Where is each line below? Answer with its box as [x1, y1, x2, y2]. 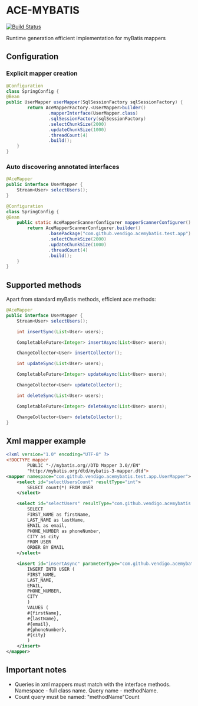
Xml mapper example [6, 435, 87, 446]
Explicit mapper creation [6, 69, 78, 77]
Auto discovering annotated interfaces [6, 162, 120, 171]
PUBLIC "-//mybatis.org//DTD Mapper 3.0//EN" [27, 463, 141, 469]
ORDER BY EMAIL [27, 545, 65, 551]
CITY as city [27, 533, 60, 539]
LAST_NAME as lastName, [27, 517, 85, 523]
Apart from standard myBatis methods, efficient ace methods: [6, 296, 156, 303]
